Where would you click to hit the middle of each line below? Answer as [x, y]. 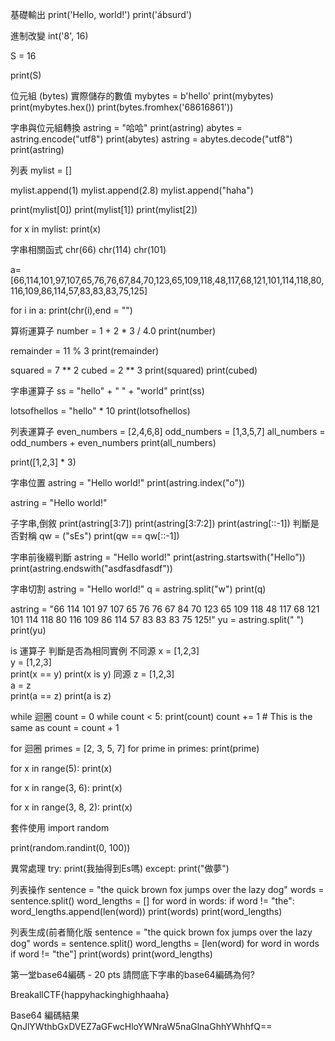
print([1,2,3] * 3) [43, 462]
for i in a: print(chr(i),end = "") [71, 310]
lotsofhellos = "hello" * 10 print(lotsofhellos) [100, 411]
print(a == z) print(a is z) [61, 696]
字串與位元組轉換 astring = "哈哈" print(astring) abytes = [126, 127]
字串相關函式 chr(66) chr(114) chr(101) [88, 249]
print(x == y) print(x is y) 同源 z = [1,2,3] [92, 674]
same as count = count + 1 [65, 727]
